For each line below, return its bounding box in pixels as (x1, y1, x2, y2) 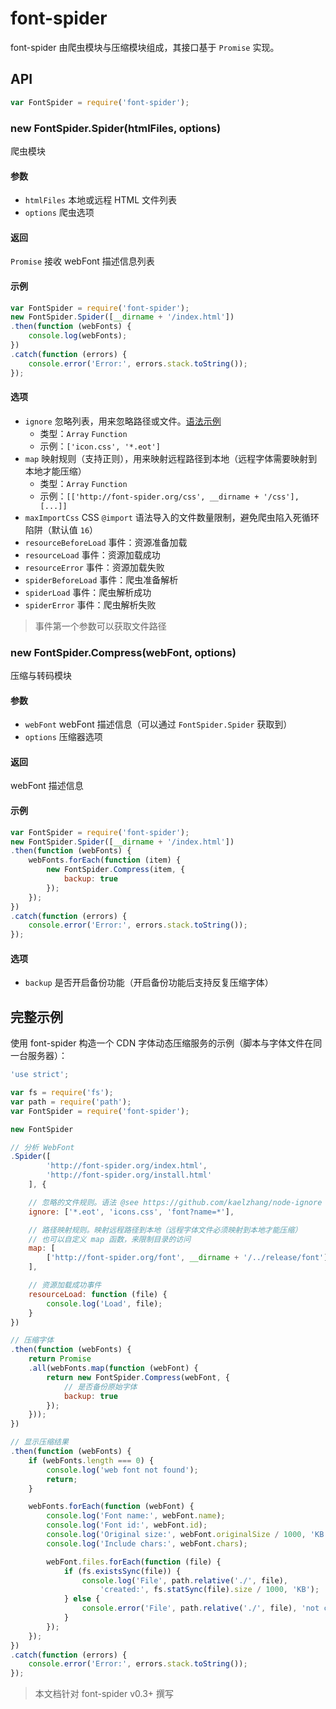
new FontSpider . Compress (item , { (46, 865, 186, 875)
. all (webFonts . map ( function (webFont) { (28, 1363, 199, 1374)
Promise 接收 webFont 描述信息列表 (10, 255, 155, 267)
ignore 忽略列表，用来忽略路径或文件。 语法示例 (24, 415, 222, 427)
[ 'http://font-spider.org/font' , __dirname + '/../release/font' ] (46, 1253, 329, 1263)
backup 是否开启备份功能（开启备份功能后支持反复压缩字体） (24, 977, 274, 989)
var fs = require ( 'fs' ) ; (10, 1088, 114, 1098)
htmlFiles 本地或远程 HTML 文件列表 (24, 194, 178, 206)
